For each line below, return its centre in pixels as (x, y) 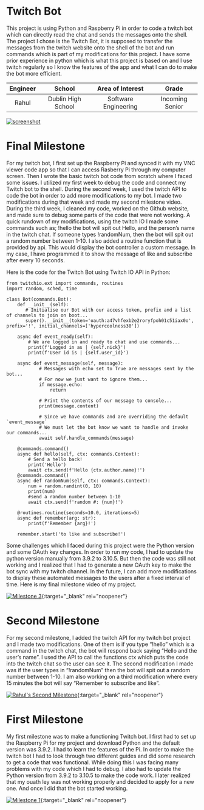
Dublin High (64, 99)
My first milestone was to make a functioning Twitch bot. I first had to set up (101, 736)
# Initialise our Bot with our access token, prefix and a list (108, 310)
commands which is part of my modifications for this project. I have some (98, 54)
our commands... (27, 432)
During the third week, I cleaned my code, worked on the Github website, (98, 208)
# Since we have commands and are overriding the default (114, 417)
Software (120, 99)
